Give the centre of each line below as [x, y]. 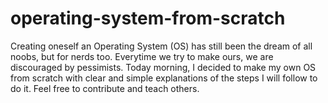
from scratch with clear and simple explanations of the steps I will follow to [164, 78]
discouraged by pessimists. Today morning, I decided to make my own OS [163, 67]
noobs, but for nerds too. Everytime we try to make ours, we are [142, 56]
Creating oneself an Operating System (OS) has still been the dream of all [161, 46]
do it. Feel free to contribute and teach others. [105, 88]
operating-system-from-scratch [148, 18]
